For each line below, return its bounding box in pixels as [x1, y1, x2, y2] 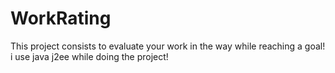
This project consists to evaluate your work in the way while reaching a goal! [10, 40, 326, 52]
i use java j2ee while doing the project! [10, 50, 169, 62]
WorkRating [10, 7, 112, 30]
